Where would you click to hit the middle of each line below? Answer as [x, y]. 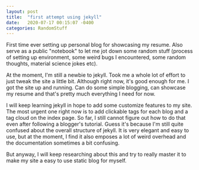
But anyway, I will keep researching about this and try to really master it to [96, 155]
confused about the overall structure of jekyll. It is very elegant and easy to [98, 130]
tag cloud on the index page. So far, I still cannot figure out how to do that [96, 118]
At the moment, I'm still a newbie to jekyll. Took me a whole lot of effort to [96, 75]
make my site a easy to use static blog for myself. [66, 161]
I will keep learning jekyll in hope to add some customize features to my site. [99, 105]
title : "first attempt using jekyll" [54, 17]
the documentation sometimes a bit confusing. [63, 143]
